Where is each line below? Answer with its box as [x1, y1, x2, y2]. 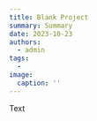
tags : [9, 54, 29, 63]
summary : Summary [9, 21, 73, 30]
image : [9, 71, 34, 79]
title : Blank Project [9, 12, 89, 22]
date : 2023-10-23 [9, 29, 73, 38]
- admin [17, 46, 46, 55]
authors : [9, 37, 41, 47]
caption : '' [17, 79, 62, 87]
